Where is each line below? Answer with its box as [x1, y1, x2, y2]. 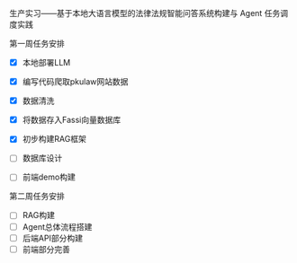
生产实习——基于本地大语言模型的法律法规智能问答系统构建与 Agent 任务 [9, 8, 281, 18]
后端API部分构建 [22, 232, 84, 243]
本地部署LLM [22, 57, 71, 67]
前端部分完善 [22, 243, 70, 254]
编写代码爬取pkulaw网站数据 [22, 76, 129, 87]
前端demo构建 [22, 171, 76, 182]
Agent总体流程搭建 [22, 221, 93, 232]
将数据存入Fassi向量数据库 [22, 115, 121, 126]
